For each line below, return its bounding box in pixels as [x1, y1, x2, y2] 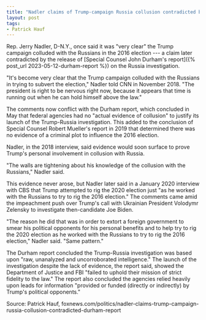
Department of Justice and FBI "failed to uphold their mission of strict [6, 269, 182, 276]
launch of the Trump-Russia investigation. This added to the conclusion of [6, 119, 194, 126]
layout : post [6, 15, 40, 21]
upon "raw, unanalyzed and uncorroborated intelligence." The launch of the [6, 256, 197, 263]
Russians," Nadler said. [6, 168, 65, 176]
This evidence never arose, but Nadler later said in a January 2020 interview [6, 180, 200, 187]
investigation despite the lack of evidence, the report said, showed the [6, 262, 184, 270]
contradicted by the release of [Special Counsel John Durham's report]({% [6, 56, 196, 63]
